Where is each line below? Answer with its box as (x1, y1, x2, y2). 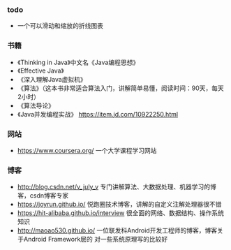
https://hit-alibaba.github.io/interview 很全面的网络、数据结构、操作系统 (17, 209, 225, 217)
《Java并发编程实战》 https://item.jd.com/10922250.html (17, 110, 179, 118)
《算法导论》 (17, 101, 54, 110)
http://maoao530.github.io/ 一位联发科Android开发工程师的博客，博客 (17, 226, 218, 235)
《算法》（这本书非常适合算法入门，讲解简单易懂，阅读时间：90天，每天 (17, 84, 225, 92)
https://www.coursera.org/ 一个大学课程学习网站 (17, 146, 157, 154)
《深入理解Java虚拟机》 (17, 75, 87, 83)
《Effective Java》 (17, 66, 64, 75)
